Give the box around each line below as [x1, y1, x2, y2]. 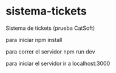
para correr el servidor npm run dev [5, 47, 95, 55]
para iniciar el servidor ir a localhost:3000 [5, 60, 111, 67]
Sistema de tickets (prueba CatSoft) [5, 24, 95, 32]
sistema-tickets [5, 4, 87, 18]
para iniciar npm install [5, 36, 63, 43]
